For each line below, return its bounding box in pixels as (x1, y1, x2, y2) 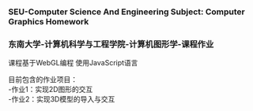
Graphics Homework (8, 16, 89, 27)
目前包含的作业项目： (8, 75, 77, 84)
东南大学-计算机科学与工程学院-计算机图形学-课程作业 (8, 39, 214, 50)
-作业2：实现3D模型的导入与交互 (8, 94, 115, 104)
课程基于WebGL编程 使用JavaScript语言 (8, 58, 138, 68)
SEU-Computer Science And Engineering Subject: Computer (8, 6, 245, 17)
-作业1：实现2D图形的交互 (8, 85, 93, 94)
